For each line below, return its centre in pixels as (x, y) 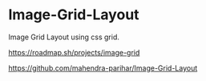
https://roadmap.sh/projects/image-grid (74, 52)
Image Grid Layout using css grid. (64, 37)
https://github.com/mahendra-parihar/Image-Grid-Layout (103, 68)
